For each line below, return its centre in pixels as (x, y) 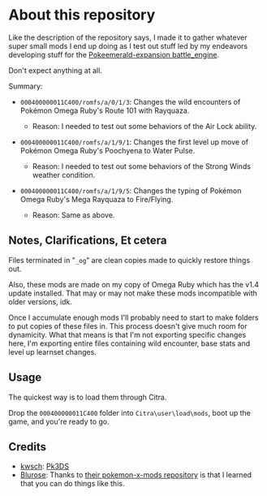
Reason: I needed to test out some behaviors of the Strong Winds (142, 166)
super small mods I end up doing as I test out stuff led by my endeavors (128, 45)
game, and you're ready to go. (59, 421)
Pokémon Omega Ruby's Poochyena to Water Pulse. (108, 150)
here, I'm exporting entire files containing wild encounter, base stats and (129, 343)
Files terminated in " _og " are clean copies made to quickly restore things (129, 260)
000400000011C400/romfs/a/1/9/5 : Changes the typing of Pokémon (131, 190)
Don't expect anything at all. (56, 70)
